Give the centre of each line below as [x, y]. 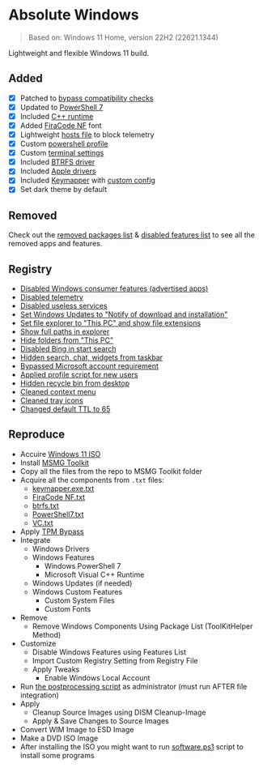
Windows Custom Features [77, 591]
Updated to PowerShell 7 [62, 107]
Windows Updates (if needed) [82, 583]
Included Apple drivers [58, 171]
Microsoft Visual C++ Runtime [94, 574]
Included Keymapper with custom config [88, 181]
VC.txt [43, 523]
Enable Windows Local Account [97, 677]
